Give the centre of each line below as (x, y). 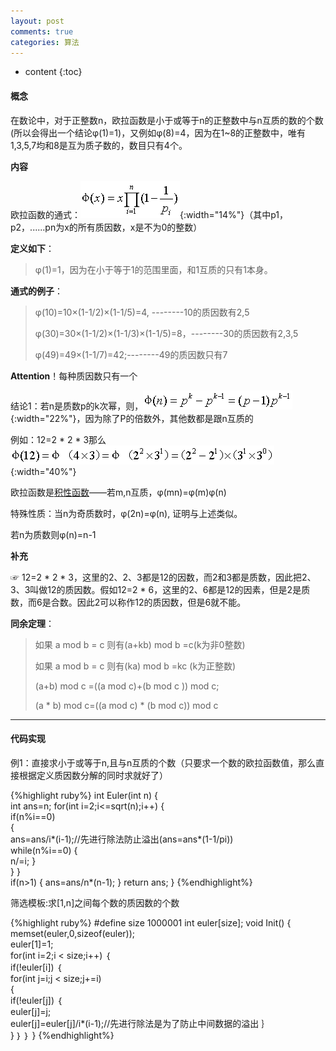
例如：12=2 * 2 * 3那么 (58, 439)
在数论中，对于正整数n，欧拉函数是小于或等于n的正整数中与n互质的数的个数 (167, 120)
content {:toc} (53, 72)
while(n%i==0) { (44, 850)
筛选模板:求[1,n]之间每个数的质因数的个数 (95, 902)
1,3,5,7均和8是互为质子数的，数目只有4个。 (99, 145)
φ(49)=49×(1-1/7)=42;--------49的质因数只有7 (131, 354)
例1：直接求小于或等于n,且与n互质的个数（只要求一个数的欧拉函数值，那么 (163, 762)
